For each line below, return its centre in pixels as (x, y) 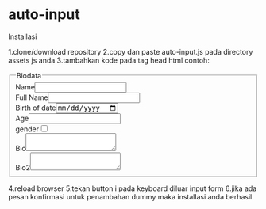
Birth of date (36, 108)
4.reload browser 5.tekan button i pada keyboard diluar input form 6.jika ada (133, 188)
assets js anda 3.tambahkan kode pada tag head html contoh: (109, 60)
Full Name (32, 97)
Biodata (29, 75)
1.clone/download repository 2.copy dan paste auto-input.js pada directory (131, 51)
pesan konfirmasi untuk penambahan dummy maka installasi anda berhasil (130, 196)
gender (27, 129)
